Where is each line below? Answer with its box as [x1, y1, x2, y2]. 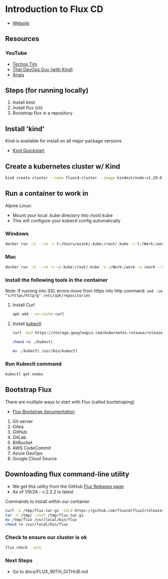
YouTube [5, 50, 27, 57]
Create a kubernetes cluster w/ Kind [5, 162, 120, 171]
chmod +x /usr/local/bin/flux [5, 522, 68, 527]
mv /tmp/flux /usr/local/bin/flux [5, 517, 77, 522]
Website [12, 20, 30, 26]
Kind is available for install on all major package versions [5, 138, 122, 144]
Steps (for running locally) [5, 86, 89, 95]
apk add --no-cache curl [12, 312, 64, 317]
